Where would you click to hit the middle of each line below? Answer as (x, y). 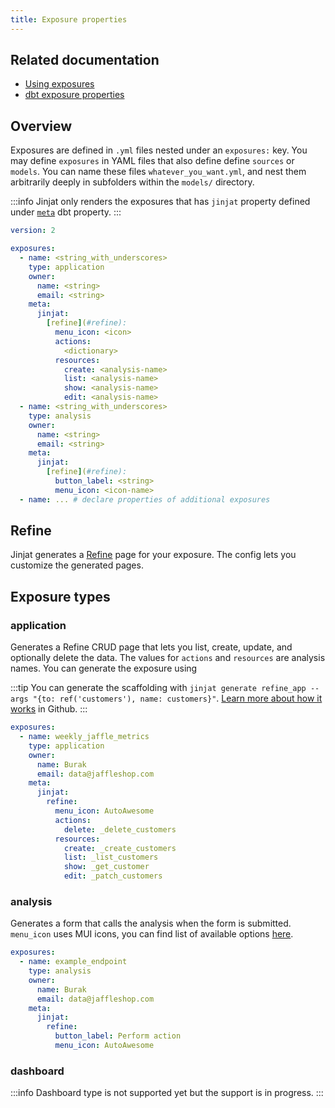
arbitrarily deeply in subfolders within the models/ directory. (132, 182)
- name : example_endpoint (73, 962)
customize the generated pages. (77, 565)
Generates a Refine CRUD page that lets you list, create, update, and (151, 647)
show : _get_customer (106, 867)
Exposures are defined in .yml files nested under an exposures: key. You (159, 150)
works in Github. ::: (49, 709)
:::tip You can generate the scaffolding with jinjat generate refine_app (158, 688)
